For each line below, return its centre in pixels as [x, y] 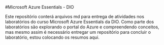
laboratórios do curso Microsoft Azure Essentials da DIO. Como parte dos [80, 22]
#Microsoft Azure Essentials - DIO [40, 7]
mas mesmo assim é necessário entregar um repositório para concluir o [78, 32]
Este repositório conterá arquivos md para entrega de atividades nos [75, 16]
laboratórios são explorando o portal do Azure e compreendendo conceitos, [82, 27]
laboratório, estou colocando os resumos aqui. [52, 37]
